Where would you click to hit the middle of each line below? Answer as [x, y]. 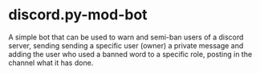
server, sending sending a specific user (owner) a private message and [126, 45]
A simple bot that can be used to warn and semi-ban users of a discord [126, 37]
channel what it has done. [51, 63]
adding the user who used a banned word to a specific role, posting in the [130, 54]
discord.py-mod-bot [78, 15]
